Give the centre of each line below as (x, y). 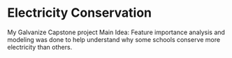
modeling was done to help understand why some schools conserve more (114, 39)
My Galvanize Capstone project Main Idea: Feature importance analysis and (116, 32)
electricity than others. (40, 47)
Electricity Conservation (80, 13)
